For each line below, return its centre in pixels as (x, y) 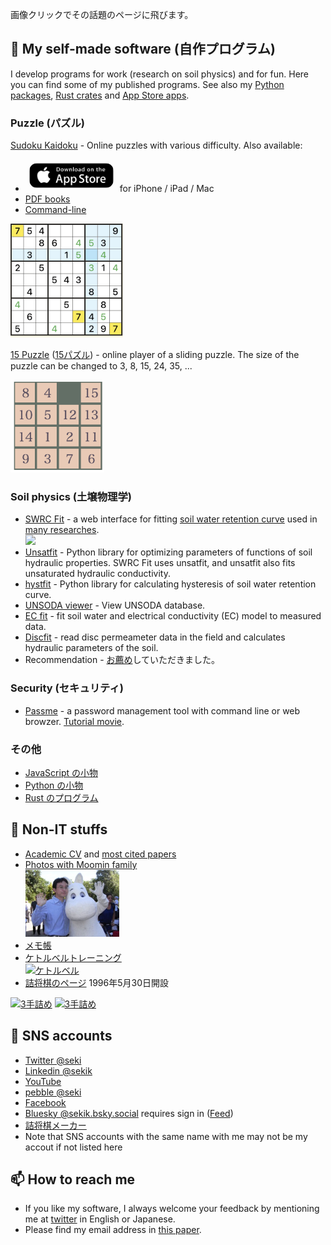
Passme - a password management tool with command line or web (162, 710)
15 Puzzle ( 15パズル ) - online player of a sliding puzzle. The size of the (155, 355)
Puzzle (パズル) (47, 123)
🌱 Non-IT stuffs (59, 829)
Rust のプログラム (61, 797)
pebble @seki (53, 1092)
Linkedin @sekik (58, 1070)
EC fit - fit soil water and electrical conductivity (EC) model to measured (173, 616)
